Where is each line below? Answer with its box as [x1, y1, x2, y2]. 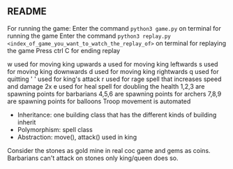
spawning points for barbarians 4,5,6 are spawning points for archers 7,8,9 [7, 89, 222, 98]
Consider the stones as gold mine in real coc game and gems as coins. [7, 146, 211, 154]
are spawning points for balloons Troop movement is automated [7, 97, 191, 105]
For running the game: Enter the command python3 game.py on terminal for [7, 24, 221, 32]
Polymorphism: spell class [17, 125, 93, 133]
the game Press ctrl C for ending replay [7, 46, 121, 54]
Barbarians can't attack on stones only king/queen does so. [7, 154, 179, 162]
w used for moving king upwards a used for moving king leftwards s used [7, 59, 218, 68]
